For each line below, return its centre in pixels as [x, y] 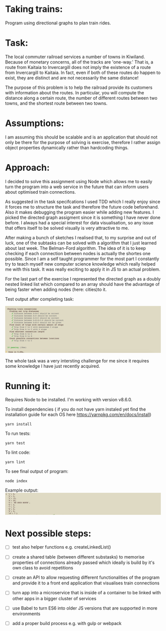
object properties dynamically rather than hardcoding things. [67, 147]
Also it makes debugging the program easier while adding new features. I [80, 212]
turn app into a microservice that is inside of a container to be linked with [86, 593]
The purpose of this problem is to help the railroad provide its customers [79, 87]
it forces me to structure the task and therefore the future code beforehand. [82, 207]
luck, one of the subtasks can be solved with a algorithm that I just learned [81, 243]
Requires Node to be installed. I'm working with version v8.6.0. [69, 400]
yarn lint [15, 462]
